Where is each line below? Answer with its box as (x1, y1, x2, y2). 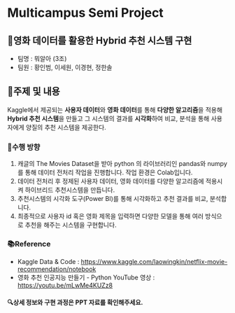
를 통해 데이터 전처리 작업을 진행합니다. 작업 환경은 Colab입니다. (17, 168, 193, 176)
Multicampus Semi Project (7, 5, 164, 21)
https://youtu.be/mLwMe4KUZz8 (17, 281, 113, 290)
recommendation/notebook (17, 265, 97, 274)
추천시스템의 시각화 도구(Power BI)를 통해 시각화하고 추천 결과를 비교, (17, 195, 208, 203)
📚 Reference (7, 239, 51, 249)
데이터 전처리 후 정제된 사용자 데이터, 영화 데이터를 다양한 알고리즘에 (17, 177, 204, 186)
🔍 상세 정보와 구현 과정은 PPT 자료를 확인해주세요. (7, 298, 143, 306)
